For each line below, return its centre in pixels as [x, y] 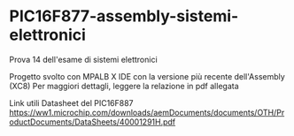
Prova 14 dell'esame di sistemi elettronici [83, 59]
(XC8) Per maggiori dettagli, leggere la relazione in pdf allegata [124, 86]
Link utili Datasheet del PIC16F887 [72, 102]
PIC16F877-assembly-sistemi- [124, 16]
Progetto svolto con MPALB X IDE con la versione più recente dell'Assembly [147, 76]
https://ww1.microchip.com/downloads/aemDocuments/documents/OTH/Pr [147, 112]
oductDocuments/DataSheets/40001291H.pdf [93, 122]
